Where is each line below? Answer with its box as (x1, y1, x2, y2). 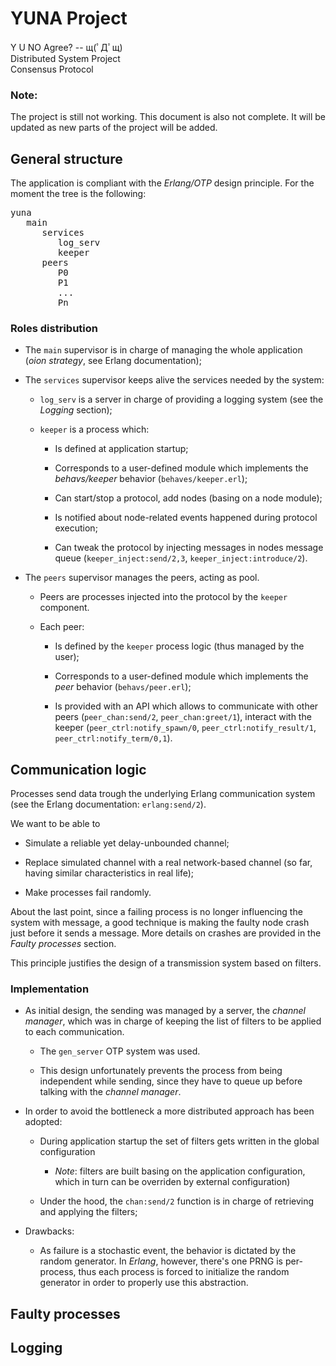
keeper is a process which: (39, 423, 150, 436)
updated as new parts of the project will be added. (10, 122, 218, 134)
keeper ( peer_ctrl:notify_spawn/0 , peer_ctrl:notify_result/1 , (54, 722, 317, 734)
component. (39, 602, 90, 614)
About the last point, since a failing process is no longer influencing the (10, 906, 303, 918)
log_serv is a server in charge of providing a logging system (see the (39, 393, 324, 406)
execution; (54, 522, 98, 534)
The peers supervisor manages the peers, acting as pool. (24, 572, 260, 584)
